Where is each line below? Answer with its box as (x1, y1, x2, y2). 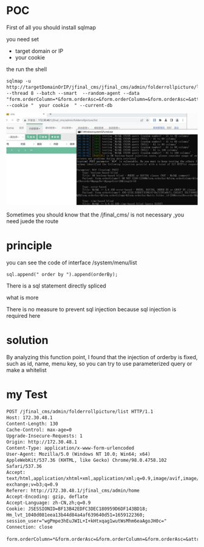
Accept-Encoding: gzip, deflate (6, 494, 88, 500)
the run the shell (6, 65, 47, 73)
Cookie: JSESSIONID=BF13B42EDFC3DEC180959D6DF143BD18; (6, 506, 148, 512)
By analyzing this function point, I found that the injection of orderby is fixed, (6, 353, 198, 360)
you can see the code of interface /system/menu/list (6, 259, 138, 266)
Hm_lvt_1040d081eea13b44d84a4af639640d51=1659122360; (6, 512, 146, 518)
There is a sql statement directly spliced (6, 282, 106, 289)
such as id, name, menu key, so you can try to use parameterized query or (6, 360, 192, 367)
